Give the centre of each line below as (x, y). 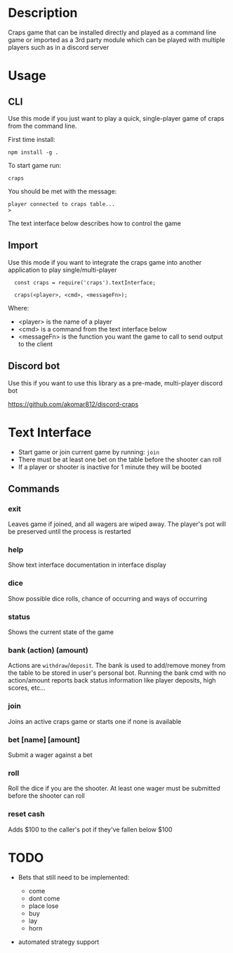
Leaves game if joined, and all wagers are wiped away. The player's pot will (117, 524)
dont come (44, 898)
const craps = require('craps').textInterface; (85, 282)
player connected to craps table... (61, 204)
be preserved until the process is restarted (69, 532)
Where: (19, 308)
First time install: (32, 139)
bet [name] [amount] (44, 740)
